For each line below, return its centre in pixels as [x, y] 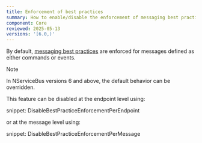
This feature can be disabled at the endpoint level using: [76, 99]
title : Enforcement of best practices [55, 12]
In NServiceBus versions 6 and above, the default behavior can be [88, 81]
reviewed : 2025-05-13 [33, 29]
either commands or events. [41, 58]
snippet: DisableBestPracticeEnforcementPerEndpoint [73, 111]
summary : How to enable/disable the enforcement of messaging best [93, 17]
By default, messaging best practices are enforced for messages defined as [100, 51]
